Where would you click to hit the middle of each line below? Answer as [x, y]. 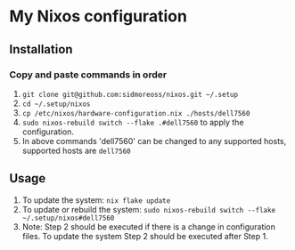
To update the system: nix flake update [96, 200]
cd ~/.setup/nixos [56, 104]
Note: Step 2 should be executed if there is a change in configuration [149, 226]
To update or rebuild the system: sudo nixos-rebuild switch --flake [149, 209]
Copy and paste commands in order [88, 75]
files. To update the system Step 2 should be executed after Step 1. [145, 236]
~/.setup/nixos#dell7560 [68, 218]
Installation [41, 49]
